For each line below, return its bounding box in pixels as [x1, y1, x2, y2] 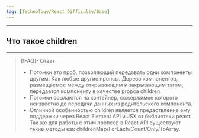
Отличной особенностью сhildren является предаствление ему [29, 107, 191, 114]
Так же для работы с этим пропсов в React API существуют [29, 119, 181, 126]
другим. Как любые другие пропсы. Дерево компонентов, [29, 75, 178, 82]
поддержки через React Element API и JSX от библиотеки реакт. [29, 113, 192, 120]
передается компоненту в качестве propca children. [29, 88, 162, 95]
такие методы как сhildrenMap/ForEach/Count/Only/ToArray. [29, 126, 181, 133]
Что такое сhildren [6, 36, 78, 46]
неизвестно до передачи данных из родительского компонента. [29, 100, 193, 107]
